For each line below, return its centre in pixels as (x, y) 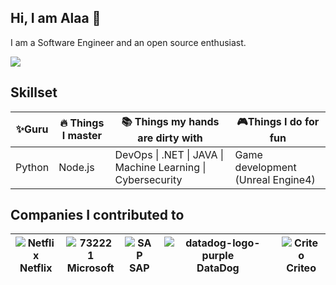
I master (82, 136)
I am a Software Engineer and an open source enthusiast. (128, 42)
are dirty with (170, 138)
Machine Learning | (160, 167)
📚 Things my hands (170, 121)
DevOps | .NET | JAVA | (169, 154)
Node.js (76, 167)
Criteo (301, 268)
